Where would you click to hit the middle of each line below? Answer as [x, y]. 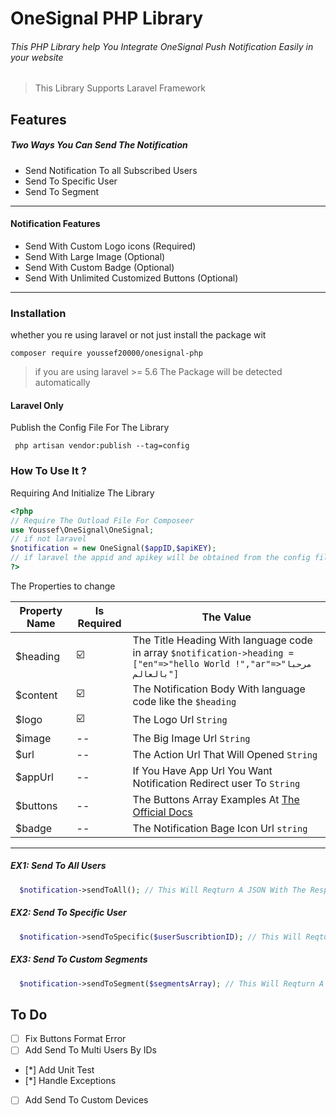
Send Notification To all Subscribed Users [111, 170]
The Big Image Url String [191, 738]
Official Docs [162, 812]
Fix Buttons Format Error [75, 1039]
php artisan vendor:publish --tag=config [102, 446]
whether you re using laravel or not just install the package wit [138, 335]
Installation [38, 313]
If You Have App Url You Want [202, 770]
